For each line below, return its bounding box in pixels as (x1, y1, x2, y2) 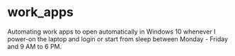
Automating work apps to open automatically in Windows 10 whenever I (7, 27, 216, 36)
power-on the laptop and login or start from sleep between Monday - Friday (7, 34, 229, 43)
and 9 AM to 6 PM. (7, 42, 62, 50)
